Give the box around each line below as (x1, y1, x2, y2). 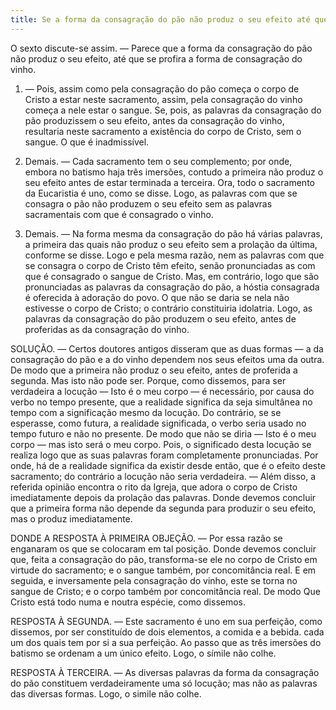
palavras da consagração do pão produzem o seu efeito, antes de (24, 312, 297, 325)
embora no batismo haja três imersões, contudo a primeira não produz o (24, 166, 324, 178)
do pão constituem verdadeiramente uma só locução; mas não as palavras (10, 677, 318, 689)
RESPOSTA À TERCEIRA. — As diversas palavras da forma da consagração (10, 666, 320, 678)
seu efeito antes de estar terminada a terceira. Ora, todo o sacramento (24, 176, 315, 188)
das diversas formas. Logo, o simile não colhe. (10, 687, 202, 700)
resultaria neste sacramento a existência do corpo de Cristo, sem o (24, 125, 302, 137)
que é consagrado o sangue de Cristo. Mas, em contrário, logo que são (24, 270, 320, 282)
